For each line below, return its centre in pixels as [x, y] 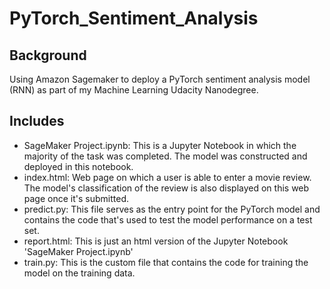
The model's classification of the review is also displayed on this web [166, 188]
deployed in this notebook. [78, 166]
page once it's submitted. [76, 198]
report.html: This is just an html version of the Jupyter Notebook [156, 241]
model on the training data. [79, 273]
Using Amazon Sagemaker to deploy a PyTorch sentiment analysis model [160, 79]
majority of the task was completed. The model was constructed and [165, 156]
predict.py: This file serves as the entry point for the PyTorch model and [172, 209]
